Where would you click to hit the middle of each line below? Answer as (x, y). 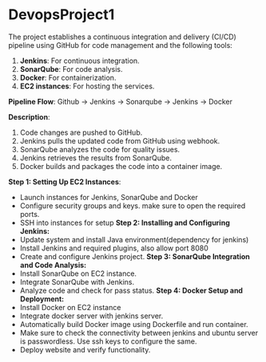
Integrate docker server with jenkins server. (91, 316)
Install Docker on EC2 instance (70, 307)
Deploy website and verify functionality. (85, 349)
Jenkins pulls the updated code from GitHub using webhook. (120, 140)
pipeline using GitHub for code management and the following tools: (121, 45)
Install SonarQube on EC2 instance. (78, 273)
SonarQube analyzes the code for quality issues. (100, 149)
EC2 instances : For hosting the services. (87, 86)
